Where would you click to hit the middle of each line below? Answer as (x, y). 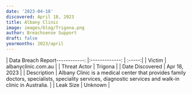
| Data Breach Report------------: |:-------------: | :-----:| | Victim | (86, 60)
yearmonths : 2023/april (35, 44)
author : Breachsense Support (41, 33)
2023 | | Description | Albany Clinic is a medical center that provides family (96, 73)
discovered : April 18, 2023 (40, 17)
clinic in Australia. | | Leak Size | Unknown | (58, 85)
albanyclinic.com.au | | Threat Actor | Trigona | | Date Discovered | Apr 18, (95, 66)
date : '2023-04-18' (30, 11)
